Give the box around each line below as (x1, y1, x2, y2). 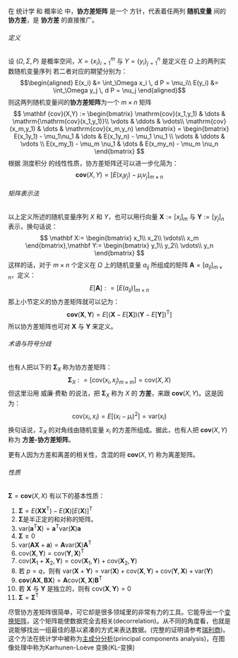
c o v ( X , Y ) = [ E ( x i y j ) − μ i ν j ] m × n (75, 170, 164, 180)
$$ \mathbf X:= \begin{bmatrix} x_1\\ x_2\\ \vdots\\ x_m (40, 233, 199, 243)
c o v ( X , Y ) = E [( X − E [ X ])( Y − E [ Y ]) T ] (66, 308, 172, 318)
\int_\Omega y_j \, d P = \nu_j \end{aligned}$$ (52, 86, 186, 94)
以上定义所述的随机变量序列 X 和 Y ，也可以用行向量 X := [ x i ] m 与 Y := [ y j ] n (8, 212, 225, 222)
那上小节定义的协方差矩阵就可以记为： (8, 297, 119, 306)
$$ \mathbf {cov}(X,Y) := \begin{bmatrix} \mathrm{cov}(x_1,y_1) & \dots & (13, 109, 226, 117)
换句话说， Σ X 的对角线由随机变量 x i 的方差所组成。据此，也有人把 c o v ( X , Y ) (8, 425, 228, 436)
